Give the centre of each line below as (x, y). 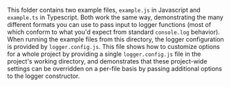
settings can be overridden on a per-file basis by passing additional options (115, 69)
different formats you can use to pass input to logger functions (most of (109, 25)
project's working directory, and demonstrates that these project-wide (107, 61)
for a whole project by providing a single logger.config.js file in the (104, 54)
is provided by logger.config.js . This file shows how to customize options (113, 47)
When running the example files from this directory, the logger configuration (116, 39)
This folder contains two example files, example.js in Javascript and (104, 10)
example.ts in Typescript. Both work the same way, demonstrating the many (115, 17)
